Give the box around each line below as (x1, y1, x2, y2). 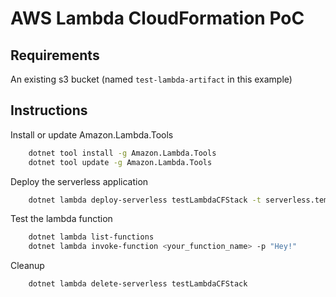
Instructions (10, 102, 88, 119)
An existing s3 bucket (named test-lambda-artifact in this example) (10, 73, 293, 85)
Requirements (10, 47, 100, 64)
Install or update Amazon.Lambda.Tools (10, 128, 174, 141)
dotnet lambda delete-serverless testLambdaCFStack (28, 279, 248, 289)
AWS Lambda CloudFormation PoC (10, 7, 305, 30)
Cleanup (10, 260, 45, 272)
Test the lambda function (10, 213, 113, 225)
